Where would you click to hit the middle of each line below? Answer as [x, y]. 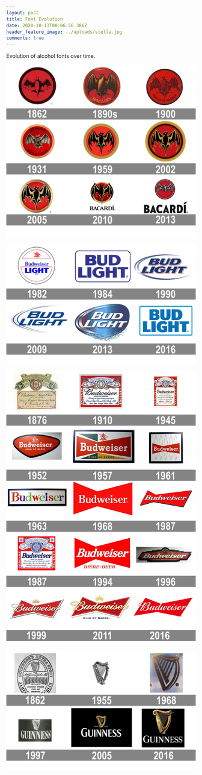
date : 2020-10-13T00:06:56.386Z [47, 25]
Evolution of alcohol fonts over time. [51, 56]
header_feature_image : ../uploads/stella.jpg [64, 32]
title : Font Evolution [35, 19]
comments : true [25, 38]
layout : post [23, 13]
